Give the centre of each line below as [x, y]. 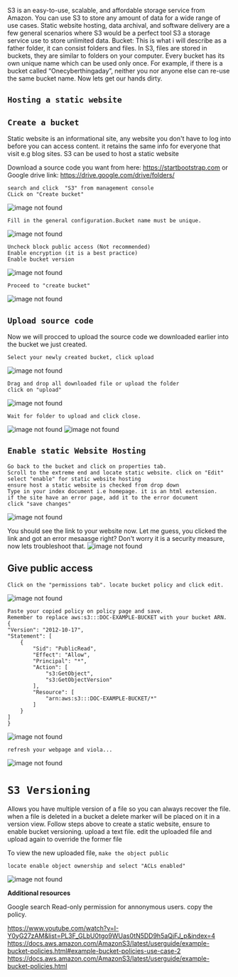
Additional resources [39, 893]
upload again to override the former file [65, 839]
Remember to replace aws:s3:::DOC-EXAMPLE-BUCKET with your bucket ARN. [117, 617]
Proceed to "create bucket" [49, 286]
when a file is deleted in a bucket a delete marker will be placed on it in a [114, 816]
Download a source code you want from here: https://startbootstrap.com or [118, 167]
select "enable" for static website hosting [74, 479]
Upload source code [50, 320]
